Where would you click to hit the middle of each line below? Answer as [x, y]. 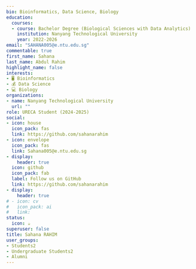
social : [16, 117]
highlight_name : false [34, 67]
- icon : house [24, 123]
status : [16, 218]
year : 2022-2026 [37, 40]
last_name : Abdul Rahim [36, 62]
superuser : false [28, 229]
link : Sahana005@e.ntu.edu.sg [49, 151]
